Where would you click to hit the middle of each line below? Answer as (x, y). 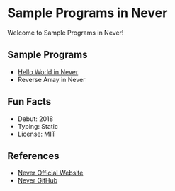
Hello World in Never (48, 71)
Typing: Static (38, 126)
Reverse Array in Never (51, 79)
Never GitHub (38, 180)
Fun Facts (29, 102)
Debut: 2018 (35, 119)
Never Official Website (50, 173)
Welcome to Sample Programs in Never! (66, 33)
